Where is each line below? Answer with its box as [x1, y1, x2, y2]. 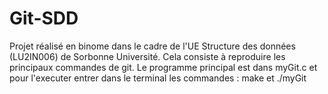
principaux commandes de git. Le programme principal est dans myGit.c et [9, 61, 318, 73]
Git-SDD [9, 7, 79, 30]
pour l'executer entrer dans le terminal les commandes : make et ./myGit [9, 72, 307, 84]
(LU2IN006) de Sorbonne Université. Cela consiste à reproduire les [9, 50, 286, 62]
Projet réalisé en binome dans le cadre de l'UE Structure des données [9, 40, 296, 52]
